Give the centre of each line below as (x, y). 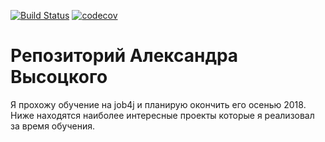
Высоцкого (59, 77)
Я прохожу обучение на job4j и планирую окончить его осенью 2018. (158, 104)
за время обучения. (52, 126)
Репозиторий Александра (124, 56)
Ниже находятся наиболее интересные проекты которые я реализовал (162, 115)
